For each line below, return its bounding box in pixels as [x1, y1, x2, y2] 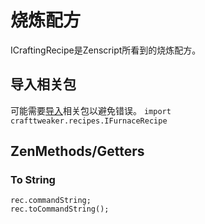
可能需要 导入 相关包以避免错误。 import [10, 104, 172, 116]
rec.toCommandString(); [10, 204, 110, 215]
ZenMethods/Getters [10, 143, 145, 160]
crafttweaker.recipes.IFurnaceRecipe [10, 116, 168, 126]
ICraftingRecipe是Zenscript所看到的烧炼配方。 [10, 44, 202, 56]
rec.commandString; [10, 196, 92, 206]
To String [10, 173, 56, 187]
